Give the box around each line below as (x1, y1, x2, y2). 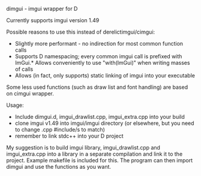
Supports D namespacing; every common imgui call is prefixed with (14, 53, 182, 59)
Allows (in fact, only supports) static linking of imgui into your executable (14, 72, 195, 79)
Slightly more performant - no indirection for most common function (14, 40, 184, 47)
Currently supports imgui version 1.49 (6, 17, 100, 23)
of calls (14, 65, 34, 73)
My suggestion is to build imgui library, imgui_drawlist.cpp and (6, 144, 161, 151)
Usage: (6, 102, 24, 109)
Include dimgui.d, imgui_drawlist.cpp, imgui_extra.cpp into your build (14, 114, 185, 120)
